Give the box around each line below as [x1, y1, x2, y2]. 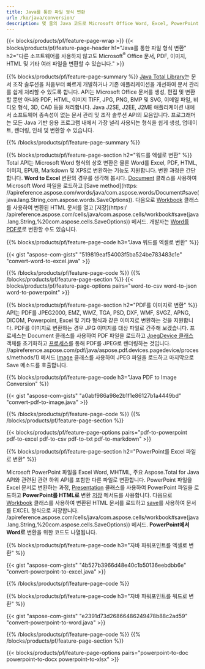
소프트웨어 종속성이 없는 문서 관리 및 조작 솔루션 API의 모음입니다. [12, 111, 170, 119]
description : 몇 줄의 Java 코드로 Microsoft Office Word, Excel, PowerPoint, [6, 20, 202, 26]
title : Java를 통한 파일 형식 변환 [6, 9, 86, 15]
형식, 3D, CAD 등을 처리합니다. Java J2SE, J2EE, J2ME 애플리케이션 [17, 103, 184, 111]
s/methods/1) [6, 354, 40, 361]
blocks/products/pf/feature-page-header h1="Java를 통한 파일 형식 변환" [6, 44, 187, 52]
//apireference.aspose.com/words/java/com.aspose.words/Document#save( [6, 189, 199, 196]
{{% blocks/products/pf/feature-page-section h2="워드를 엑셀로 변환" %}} [6, 151, 193, 159]
